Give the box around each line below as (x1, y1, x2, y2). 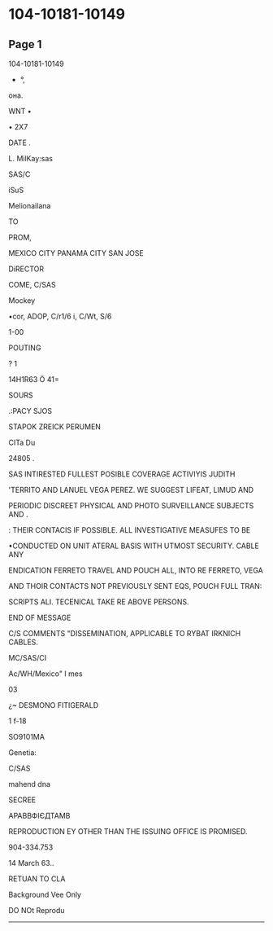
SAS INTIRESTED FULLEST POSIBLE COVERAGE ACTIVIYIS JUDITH (8, 469, 236, 479)
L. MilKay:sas (8, 154, 53, 163)
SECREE (8, 795, 37, 805)
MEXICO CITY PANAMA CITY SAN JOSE (8, 248, 144, 257)
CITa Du (8, 437, 36, 447)
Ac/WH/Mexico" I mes (8, 669, 83, 678)
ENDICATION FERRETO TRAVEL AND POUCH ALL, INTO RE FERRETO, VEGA (8, 565, 264, 575)
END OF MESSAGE (8, 613, 71, 622)
